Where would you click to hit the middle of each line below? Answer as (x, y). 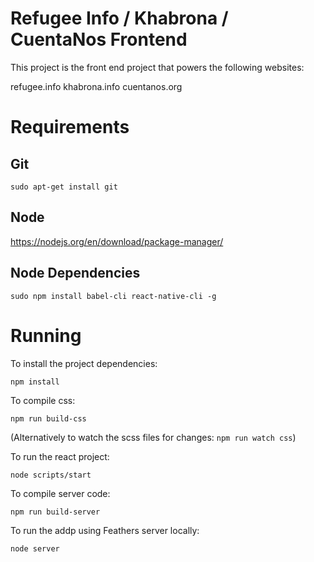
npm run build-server (55, 512)
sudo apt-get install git (64, 187)
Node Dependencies (75, 273)
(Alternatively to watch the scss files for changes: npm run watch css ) (153, 437)
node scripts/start (51, 475)
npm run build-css (48, 418)
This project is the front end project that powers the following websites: (157, 67)
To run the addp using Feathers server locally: (105, 530)
